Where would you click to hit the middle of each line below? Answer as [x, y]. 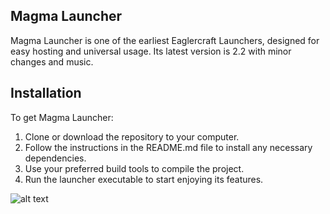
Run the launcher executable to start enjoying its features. [144, 179]
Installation [46, 93]
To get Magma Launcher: [62, 117]
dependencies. [55, 158]
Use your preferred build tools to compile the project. [134, 168]
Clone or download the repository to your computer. [132, 136]
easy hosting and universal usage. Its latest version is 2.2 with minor [151, 51]
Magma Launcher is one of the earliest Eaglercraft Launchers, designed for [165, 40]
